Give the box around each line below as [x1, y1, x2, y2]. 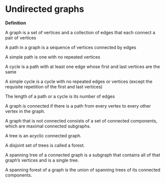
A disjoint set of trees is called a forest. [5, 142, 85, 148]
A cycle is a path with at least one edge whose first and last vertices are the [5, 63, 160, 69]
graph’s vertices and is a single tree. [5, 157, 80, 163]
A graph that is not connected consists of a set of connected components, [5, 118, 158, 123]
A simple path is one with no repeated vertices [5, 54, 100, 60]
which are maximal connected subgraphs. [5, 123, 91, 129]
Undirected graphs [5, 3, 84, 15]
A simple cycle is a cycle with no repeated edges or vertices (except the [5, 78, 153, 84]
